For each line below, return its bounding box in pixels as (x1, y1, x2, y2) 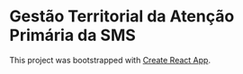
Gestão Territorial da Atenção (9, 6, 235, 27)
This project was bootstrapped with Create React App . (9, 54, 211, 65)
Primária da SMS (9, 25, 137, 45)
